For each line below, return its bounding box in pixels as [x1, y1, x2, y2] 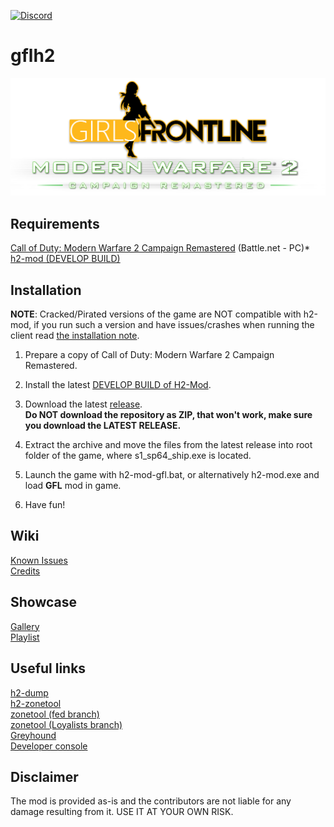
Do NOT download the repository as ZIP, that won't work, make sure [24, 409, 313, 421]
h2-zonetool [10, 697, 62, 709]
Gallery [10, 620, 40, 632]
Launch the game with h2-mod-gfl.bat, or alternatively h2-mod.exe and [24, 469, 320, 481]
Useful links [10, 660, 87, 677]
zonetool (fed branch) [10, 708, 100, 720]
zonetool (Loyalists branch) [10, 718, 123, 730]
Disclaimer [10, 768, 79, 785]
